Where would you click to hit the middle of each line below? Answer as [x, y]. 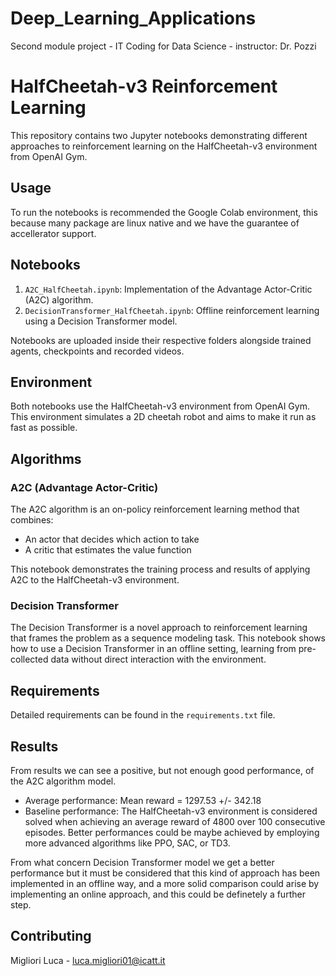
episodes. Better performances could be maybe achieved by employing [172, 832]
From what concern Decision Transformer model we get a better [142, 862]
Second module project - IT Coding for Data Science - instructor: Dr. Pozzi [163, 46]
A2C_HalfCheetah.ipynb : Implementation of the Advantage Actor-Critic [168, 289]
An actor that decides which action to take [112, 539]
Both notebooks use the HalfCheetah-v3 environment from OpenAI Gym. [160, 406]
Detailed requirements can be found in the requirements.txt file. [143, 715]
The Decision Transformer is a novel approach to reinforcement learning [159, 628]
